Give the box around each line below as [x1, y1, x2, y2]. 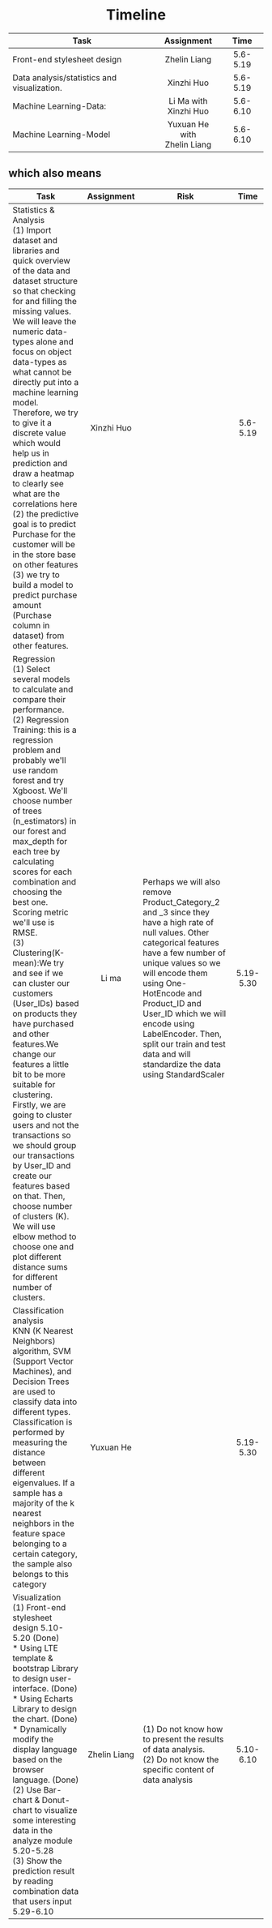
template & [12, 1652, 54, 1664]
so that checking [12, 285, 76, 297]
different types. [12, 1406, 71, 1417]
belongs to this [12, 1568, 69, 1579]
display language [12, 1743, 78, 1754]
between [12, 1457, 46, 1468]
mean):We [12, 957, 52, 968]
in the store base [12, 549, 77, 560]
